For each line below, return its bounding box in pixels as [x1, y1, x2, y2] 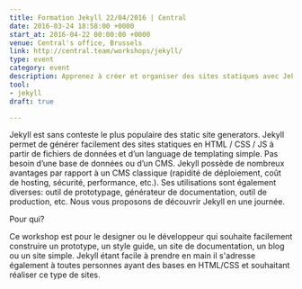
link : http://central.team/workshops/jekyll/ [9, 47, 182, 56]
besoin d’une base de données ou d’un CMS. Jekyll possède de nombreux [9, 158, 285, 169]
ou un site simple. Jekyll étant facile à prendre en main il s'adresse [9, 250, 256, 261]
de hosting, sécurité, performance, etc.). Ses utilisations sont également [9, 177, 277, 188]
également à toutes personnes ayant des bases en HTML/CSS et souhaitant [9, 260, 290, 271]
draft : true [9, 96, 54, 106]
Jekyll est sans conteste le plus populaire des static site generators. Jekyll [9, 130, 285, 140]
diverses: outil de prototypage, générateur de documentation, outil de [9, 186, 268, 198]
